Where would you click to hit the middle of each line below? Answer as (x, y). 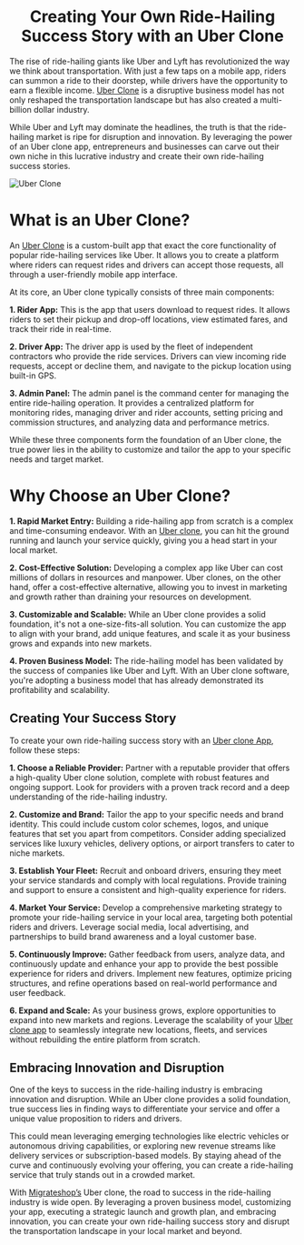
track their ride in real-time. (60, 328)
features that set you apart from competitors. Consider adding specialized (148, 833)
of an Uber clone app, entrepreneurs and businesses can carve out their (144, 146)
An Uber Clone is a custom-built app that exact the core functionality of (143, 245)
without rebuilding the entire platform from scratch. (105, 1039)
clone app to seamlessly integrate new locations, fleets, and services (138, 1029)
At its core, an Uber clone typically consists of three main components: (142, 292)
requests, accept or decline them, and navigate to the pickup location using (151, 366)
